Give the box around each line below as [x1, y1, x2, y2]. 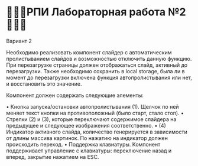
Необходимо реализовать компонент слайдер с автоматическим [6, 48, 172, 56]
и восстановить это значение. [6, 80, 82, 87]
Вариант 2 [6, 37, 32, 44]
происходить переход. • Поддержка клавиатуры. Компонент [6, 141, 161, 148]
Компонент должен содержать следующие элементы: [6, 92, 144, 99]
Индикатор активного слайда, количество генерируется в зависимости [6, 128, 187, 135]
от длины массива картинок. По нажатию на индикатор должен [6, 134, 168, 141]
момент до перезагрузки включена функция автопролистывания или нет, [6, 74, 192, 81]
